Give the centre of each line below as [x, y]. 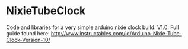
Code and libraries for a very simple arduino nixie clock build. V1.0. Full [93, 27]
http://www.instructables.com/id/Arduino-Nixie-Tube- [116, 33]
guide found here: [28, 33]
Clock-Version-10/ [28, 40]
